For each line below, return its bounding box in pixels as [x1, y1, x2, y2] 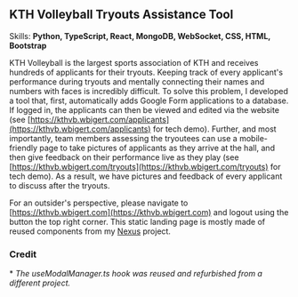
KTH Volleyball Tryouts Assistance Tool [9, 7, 234, 22]
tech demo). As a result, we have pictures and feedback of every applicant [9, 171, 283, 181]
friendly [9, 142, 38, 153]
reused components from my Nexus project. [9, 226, 172, 237]
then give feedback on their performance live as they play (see [9, 151, 239, 163]
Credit [9, 248, 37, 261]
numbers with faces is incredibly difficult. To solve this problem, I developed [9, 85, 289, 96]
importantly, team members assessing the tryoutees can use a [9, 132, 238, 143]
